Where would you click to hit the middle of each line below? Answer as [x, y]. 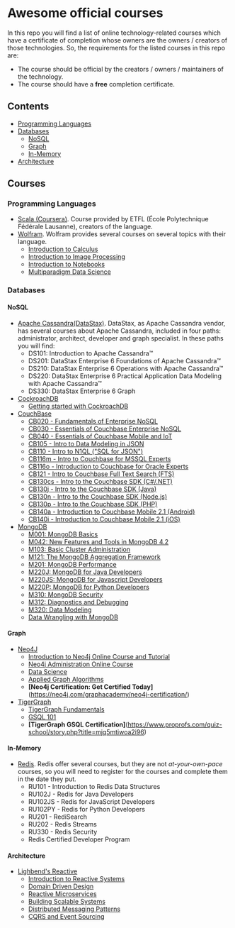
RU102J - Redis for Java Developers [81, 794]
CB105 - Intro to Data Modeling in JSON [86, 443]
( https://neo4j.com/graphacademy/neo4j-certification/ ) [109, 694]
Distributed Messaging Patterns [74, 909]
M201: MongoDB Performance [72, 564]
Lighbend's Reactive [47, 871]
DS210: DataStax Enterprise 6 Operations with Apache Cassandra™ [126, 368]
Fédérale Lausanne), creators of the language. [85, 227]
